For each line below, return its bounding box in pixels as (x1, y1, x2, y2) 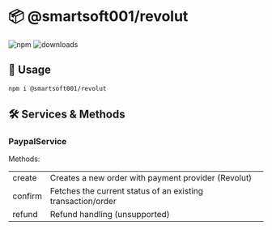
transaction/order (49, 196, 117, 207)
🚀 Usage (8, 63, 51, 77)
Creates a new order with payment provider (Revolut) (49, 172, 253, 184)
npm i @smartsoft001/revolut (8, 84, 107, 92)
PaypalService (8, 136, 67, 147)
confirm (12, 190, 43, 202)
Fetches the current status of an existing (49, 185, 204, 197)
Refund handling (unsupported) (49, 209, 170, 220)
